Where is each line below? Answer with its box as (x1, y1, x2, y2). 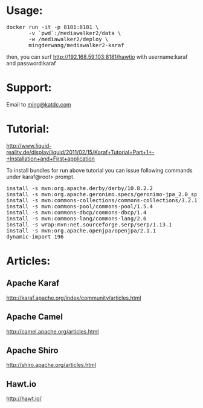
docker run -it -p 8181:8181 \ (6, 24, 99, 30)
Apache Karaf (6, 278, 60, 288)
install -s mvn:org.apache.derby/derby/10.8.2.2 (6, 185, 153, 191)
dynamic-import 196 (6, 233, 64, 240)
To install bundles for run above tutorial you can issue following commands (6, 166, 193, 174)
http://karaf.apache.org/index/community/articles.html (6, 294, 141, 301)
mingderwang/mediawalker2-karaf (28, 42, 124, 48)
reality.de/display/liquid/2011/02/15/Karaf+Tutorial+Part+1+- (6, 148, 155, 156)
